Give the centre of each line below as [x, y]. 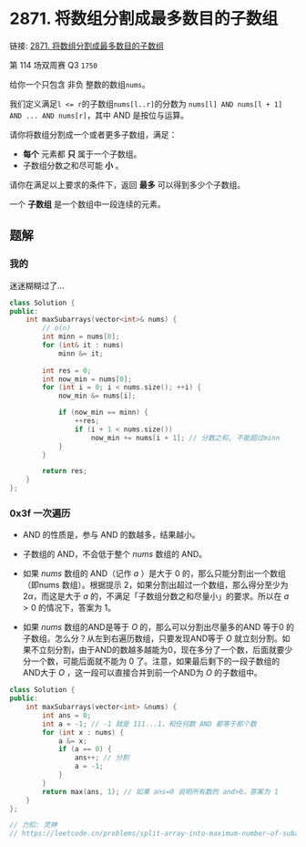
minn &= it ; [81, 353]
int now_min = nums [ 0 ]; [87, 379]
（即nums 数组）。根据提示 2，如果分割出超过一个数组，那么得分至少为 [155, 585]
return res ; [65, 471]
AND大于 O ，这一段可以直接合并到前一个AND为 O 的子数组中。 [142, 673]
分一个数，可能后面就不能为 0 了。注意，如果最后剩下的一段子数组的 [151, 661]
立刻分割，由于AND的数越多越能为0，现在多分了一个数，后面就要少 [166, 650]
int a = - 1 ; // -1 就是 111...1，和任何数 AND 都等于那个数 [149, 724]
